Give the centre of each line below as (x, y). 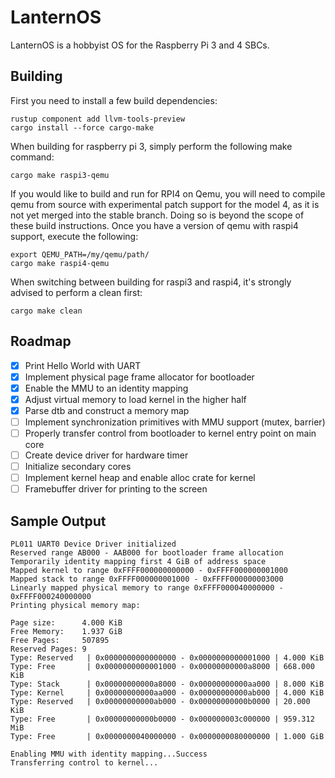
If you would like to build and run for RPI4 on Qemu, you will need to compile (168, 193)
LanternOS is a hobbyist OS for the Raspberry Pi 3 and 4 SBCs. (140, 45)
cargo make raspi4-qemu (60, 263)
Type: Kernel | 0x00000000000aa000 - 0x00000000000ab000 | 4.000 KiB (167, 693)
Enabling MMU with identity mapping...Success (109, 754)
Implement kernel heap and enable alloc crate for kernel (140, 478)
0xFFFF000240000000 (51, 597)
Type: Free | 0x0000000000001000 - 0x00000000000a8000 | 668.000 (162, 667)
